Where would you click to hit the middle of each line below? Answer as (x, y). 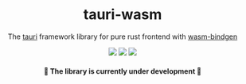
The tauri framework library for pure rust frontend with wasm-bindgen (123, 36)
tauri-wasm (123, 15)
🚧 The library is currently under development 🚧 (123, 71)
